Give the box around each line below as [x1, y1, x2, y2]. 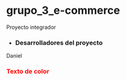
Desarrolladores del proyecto [15, 38, 103, 47]
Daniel [6, 52, 22, 60]
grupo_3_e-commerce [6, 4, 120, 17]
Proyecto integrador [6, 23, 56, 31]
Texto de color [6, 67, 50, 76]
